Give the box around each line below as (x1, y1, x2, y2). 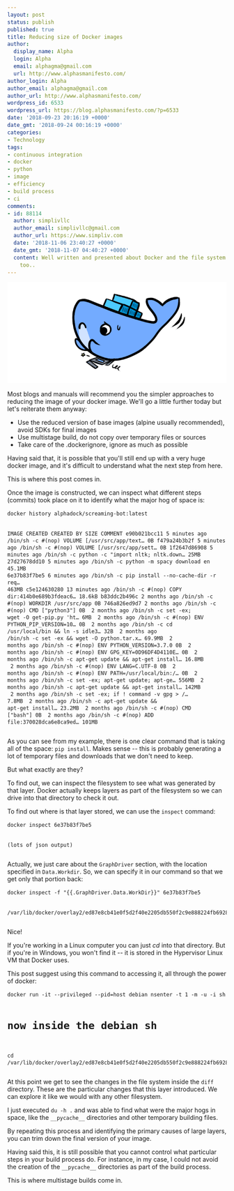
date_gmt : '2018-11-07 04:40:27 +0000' (13, 246, 130, 254)
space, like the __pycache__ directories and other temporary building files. (7, 1113, 218, 1121)
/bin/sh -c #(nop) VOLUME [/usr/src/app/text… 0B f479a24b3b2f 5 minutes (7, 537, 226, 544)
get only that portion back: (7, 875, 84, 883)
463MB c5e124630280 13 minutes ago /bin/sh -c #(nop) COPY (7, 586, 182, 593)
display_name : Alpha (13, 48, 73, 55)
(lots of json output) (7, 841, 73, 849)
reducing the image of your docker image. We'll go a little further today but (7, 398, 221, 406)
